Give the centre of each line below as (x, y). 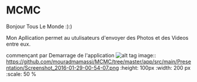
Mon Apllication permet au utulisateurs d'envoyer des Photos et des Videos (97, 37)
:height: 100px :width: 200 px (156, 67)
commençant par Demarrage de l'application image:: (81, 55)
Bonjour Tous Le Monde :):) (39, 26)
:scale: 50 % (21, 74)
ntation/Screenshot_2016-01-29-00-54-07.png (63, 67)
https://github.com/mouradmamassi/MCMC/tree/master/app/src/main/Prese (98, 61)
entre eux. (19, 44)
